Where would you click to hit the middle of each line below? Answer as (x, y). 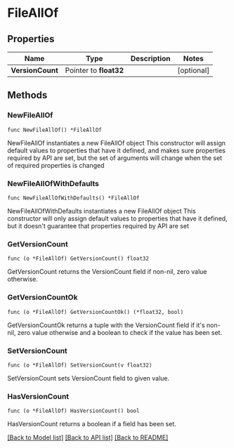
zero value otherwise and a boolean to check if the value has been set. (120, 332)
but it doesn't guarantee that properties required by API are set (98, 225)
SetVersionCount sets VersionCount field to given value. (89, 378)
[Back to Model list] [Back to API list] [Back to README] (88, 437)
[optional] (194, 70)
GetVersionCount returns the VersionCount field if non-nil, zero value (107, 272)
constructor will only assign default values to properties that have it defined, (117, 218)
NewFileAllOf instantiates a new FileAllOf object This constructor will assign (117, 143)
